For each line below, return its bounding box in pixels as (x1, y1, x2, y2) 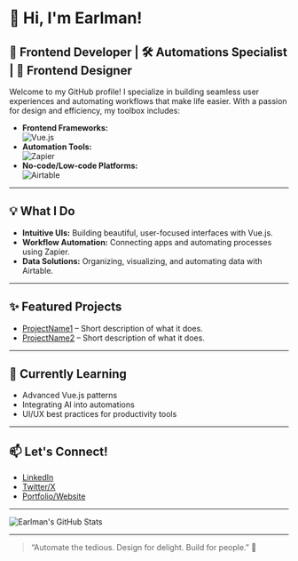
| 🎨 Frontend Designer (9, 62, 133, 78)
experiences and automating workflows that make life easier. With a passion (9, 96, 287, 106)
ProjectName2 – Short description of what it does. (21, 333, 206, 343)
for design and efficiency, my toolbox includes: (9, 106, 180, 116)
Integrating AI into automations (21, 399, 135, 410)
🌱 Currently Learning (9, 366, 127, 381)
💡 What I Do (9, 204, 75, 219)
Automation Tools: (21, 141, 92, 152)
